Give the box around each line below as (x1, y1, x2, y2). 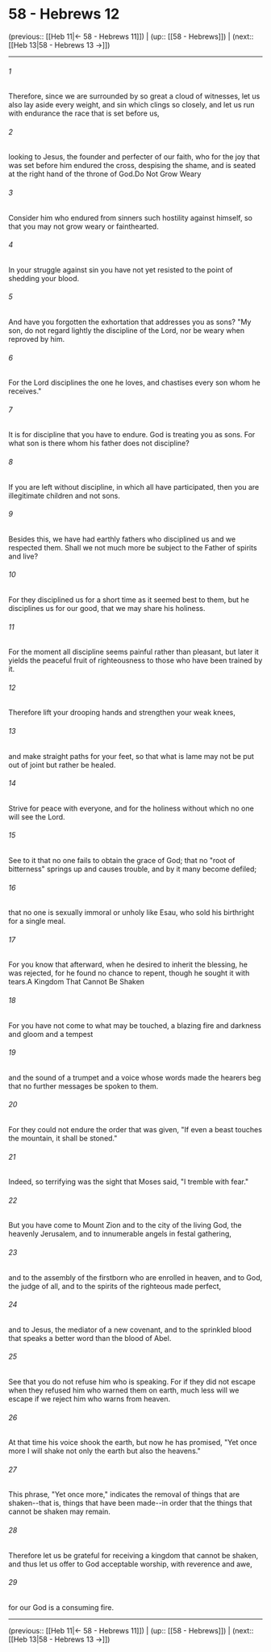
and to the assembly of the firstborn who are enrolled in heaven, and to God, (8, 1272, 263, 1282)
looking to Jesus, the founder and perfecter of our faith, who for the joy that (8, 152, 261, 162)
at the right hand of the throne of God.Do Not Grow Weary (8, 169, 202, 179)
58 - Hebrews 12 (8, 5, 120, 23)
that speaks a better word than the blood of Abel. (8, 1333, 172, 1342)
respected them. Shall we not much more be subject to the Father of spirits (8, 542, 257, 552)
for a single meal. (8, 917, 66, 926)
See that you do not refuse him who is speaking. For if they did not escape (8, 1377, 256, 1387)
